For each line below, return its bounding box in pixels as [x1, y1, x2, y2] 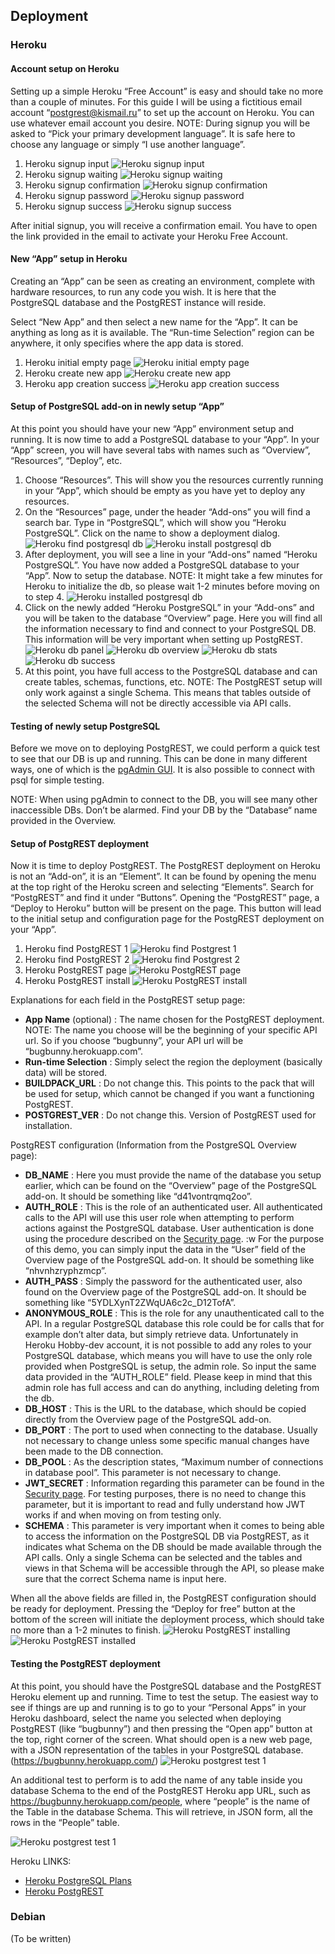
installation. [24, 1120, 73, 1132]
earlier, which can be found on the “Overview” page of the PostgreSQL [24, 1180, 317, 1192]
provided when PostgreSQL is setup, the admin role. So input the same [24, 1360, 317, 1373]
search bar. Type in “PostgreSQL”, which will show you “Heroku [24, 516, 287, 528]
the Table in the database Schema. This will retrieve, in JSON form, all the [10, 1805, 314, 1818]
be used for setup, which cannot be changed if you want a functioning [24, 1088, 315, 1100]
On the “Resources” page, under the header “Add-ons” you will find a [24, 505, 311, 518]
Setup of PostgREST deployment [10, 837, 150, 849]
